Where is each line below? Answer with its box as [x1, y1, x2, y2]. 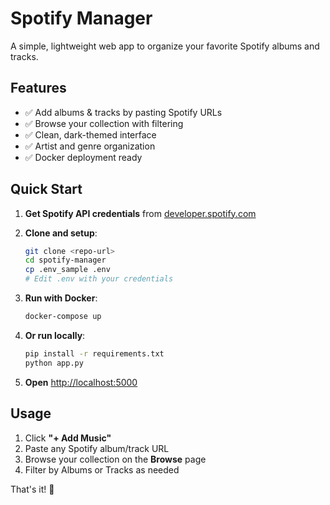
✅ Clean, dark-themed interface [24, 128, 157, 141]
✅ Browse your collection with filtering [24, 117, 184, 129]
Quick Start [10, 181, 83, 198]
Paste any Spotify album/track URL [24, 442, 170, 454]
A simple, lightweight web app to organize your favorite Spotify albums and [10, 40, 320, 52]
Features [10, 80, 67, 97]
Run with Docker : [24, 292, 98, 304]
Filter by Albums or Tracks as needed [24, 463, 180, 476]
